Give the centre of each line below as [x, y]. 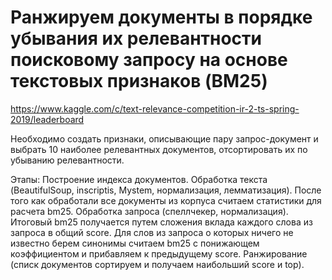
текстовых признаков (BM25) [139, 81]
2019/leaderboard [47, 119]
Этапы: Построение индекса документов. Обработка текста [139, 179]
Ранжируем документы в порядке [161, 17]
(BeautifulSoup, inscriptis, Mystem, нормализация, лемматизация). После [166, 190]
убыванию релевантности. [67, 160]
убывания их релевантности [136, 38]
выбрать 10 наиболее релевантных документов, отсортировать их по [159, 149]
